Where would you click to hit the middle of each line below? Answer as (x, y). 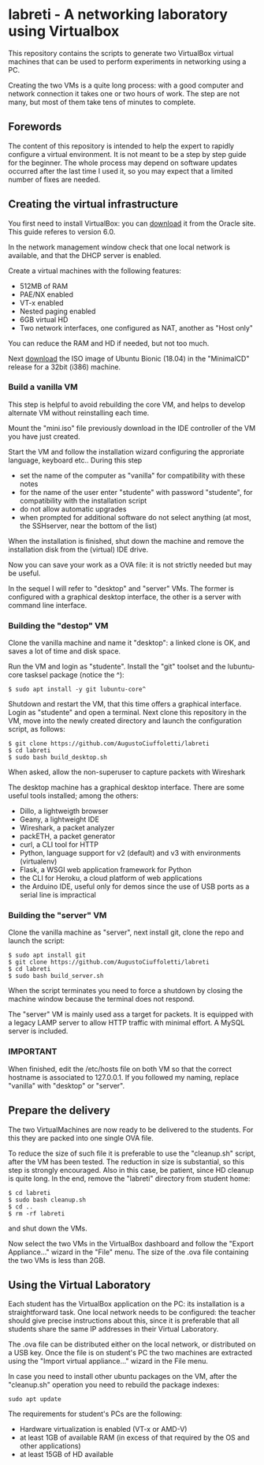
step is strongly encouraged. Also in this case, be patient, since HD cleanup (131, 1170)
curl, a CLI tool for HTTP (59, 845)
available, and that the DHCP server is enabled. (85, 255)
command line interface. (48, 605)
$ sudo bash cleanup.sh (47, 1200)
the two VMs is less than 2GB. (57, 1260)
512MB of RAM (44, 286)
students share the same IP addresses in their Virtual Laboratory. (113, 1329)
